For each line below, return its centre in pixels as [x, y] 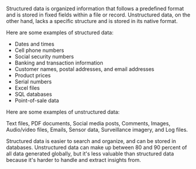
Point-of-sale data [37, 100]
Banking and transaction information [59, 63]
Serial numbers [33, 82]
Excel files [27, 88]
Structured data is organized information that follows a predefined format [95, 9]
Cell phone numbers [39, 50]
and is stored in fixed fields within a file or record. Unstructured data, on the [98, 15]
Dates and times [35, 44]
